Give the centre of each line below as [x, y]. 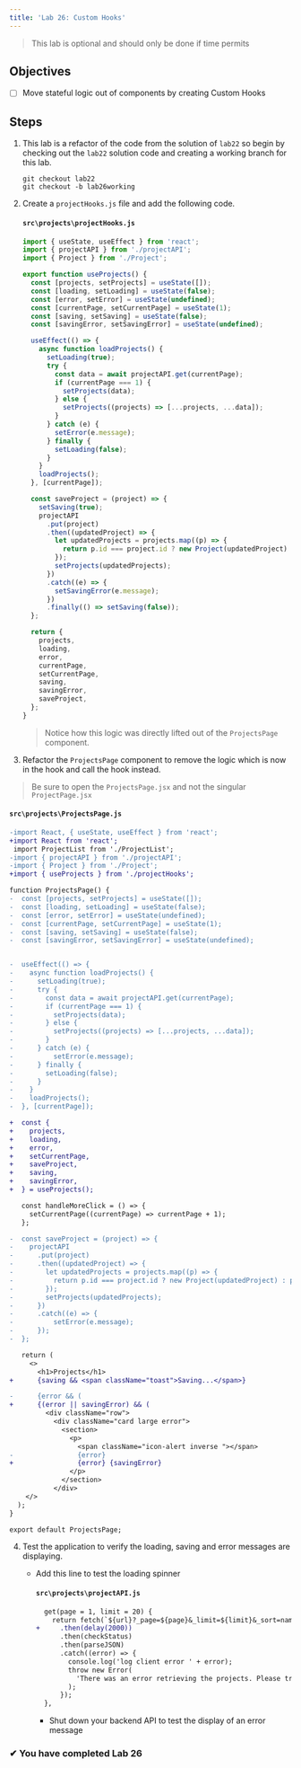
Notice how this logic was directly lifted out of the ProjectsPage [161, 732]
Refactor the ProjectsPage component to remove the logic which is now [154, 759]
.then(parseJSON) [92, 1645]
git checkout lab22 [59, 179]
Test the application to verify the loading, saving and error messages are [156, 1547]
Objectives [40, 71]
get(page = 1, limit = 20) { [98, 1612]
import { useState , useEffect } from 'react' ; [111, 242]
